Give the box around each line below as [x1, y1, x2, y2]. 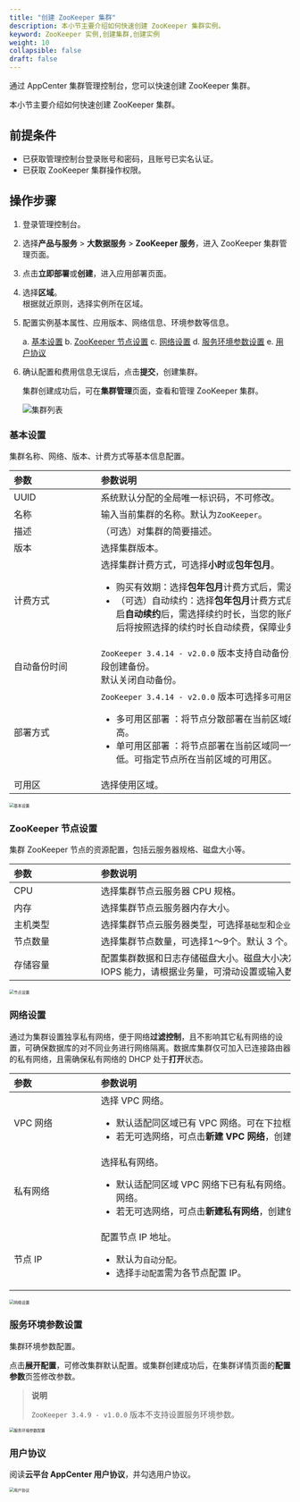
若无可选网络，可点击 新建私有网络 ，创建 [115, 1204, 287, 1217]
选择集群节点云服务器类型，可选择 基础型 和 [101, 918, 276, 931]
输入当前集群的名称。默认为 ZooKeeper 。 [101, 508, 268, 520]
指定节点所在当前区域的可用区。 [142, 753, 278, 765]
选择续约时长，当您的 [187, 607, 278, 620]
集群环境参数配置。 [9, 1340, 80, 1351]
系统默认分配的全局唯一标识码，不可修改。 [101, 491, 280, 503]
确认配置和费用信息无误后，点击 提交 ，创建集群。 [21, 366, 203, 376]
